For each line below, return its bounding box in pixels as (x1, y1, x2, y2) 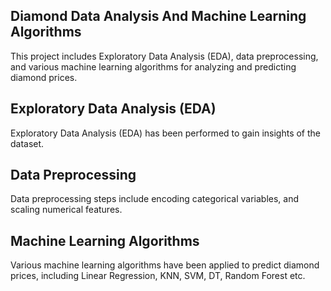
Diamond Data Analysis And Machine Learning (10, 8, 307, 25)
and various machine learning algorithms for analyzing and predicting (10, 60, 297, 73)
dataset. (10, 137, 45, 149)
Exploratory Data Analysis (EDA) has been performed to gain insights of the (10, 127, 321, 139)
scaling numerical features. (10, 204, 123, 216)
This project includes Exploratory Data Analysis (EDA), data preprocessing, (10, 50, 319, 62)
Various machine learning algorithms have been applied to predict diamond (10, 259, 320, 271)
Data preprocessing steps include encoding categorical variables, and (10, 193, 300, 205)
